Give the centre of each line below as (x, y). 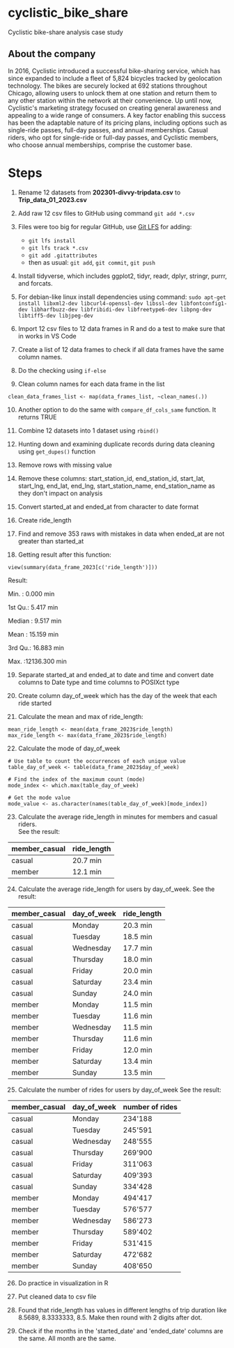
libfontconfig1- (204, 303)
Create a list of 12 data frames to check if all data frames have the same (121, 349)
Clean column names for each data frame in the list (91, 384)
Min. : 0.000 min (31, 594)
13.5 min (138, 1072)
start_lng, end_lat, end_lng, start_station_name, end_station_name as (116, 486)
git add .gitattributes (63, 256)
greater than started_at (51, 541)
